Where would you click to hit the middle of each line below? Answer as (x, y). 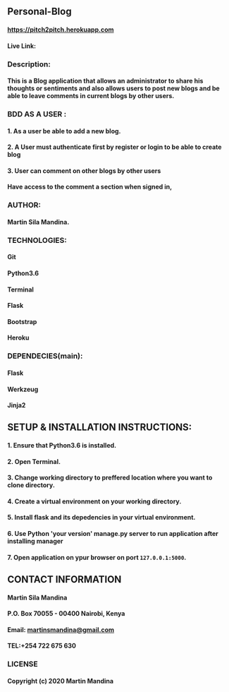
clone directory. (31, 485)
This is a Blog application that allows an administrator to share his (105, 81)
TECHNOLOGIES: (37, 240)
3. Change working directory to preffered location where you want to (110, 478)
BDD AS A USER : (37, 114)
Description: (29, 64)
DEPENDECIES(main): (45, 356)
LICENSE (23, 664)
